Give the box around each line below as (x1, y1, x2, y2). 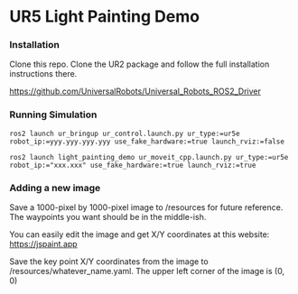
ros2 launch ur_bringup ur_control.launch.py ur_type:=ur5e (9, 129, 241, 138)
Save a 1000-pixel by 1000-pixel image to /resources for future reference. (9, 202, 284, 213)
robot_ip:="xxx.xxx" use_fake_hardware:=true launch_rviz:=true (9, 161, 256, 170)
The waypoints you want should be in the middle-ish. (9, 212, 207, 223)
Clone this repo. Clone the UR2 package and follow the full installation (9, 59, 270, 69)
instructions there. (9, 69, 78, 79)
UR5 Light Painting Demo (9, 6, 200, 27)
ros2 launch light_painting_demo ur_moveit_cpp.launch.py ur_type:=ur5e (9, 152, 289, 161)
